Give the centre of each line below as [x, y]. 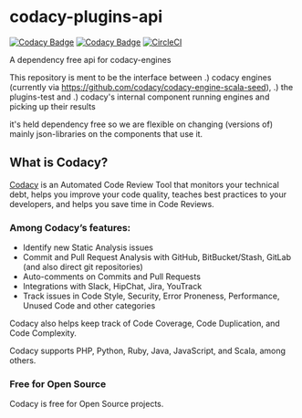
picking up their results [52, 106]
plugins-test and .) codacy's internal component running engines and [140, 97]
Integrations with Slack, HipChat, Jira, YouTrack [112, 287]
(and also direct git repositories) [83, 267]
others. [23, 361]
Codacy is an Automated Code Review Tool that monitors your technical [145, 184]
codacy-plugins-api [86, 17]
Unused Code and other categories [89, 306]
